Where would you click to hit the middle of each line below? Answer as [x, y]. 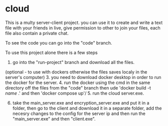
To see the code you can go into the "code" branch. [59, 42]
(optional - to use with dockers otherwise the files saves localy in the [76, 72]
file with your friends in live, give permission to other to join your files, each [83, 27]
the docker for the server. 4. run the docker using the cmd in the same [78, 82]
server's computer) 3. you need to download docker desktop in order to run [83, 77]
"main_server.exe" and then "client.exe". [54, 118]
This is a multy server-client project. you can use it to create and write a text [84, 22]
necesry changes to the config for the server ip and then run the [79, 113]
